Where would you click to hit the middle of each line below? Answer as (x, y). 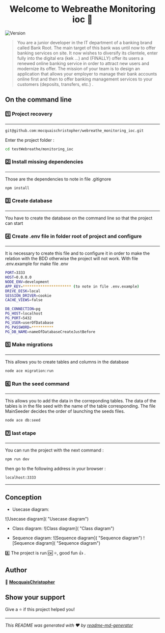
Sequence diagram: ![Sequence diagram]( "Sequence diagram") (77, 538)
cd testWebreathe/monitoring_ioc (39, 149)
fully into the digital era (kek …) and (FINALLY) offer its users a (80, 58)
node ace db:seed (23, 420)
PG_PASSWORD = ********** (29, 327)
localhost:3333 (21, 478)
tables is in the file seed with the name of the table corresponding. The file (80, 406)
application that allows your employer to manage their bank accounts (87, 74)
